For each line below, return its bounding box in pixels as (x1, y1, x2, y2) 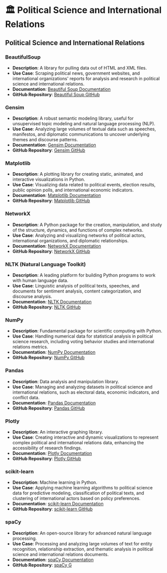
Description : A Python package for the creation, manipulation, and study (12, 221, 162, 227)
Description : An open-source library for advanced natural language (12, 530, 152, 536)
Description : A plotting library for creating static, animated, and (12, 171, 143, 177)
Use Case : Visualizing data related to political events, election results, (12, 182, 156, 188)
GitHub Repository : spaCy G (12, 562, 72, 568)
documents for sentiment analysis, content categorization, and (12, 288, 141, 294)
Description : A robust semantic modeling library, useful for (12, 115, 134, 121)
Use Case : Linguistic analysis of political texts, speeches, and (12, 283, 140, 289)
